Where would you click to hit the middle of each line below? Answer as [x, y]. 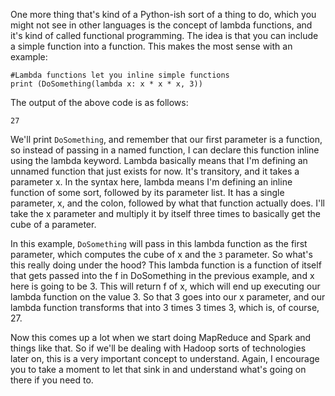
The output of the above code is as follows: [99, 102]
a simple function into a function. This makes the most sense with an [151, 46]
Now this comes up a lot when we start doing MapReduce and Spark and [161, 337]
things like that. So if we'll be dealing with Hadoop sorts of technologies [158, 348]
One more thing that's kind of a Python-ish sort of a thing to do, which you [163, 14]
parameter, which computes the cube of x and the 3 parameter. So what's [161, 254]
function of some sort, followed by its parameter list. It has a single [147, 192]
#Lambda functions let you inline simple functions [120, 75]
